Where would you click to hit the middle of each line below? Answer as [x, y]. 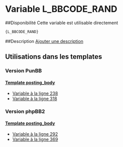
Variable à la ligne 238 [35, 93]
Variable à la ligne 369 [35, 140]
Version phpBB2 [25, 111]
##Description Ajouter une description [44, 41]
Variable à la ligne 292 [35, 134]
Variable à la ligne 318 [35, 99]
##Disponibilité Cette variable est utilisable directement [61, 23]
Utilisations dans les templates [54, 57]
